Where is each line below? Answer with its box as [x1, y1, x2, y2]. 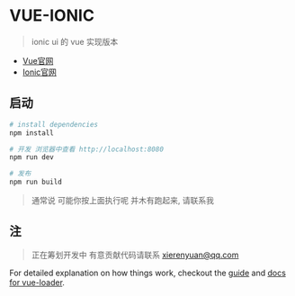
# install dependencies [9, 120, 99, 129]
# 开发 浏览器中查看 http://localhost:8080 [9, 145, 165, 154]
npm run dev [9, 153, 54, 162]
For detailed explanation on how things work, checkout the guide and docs [9, 267, 286, 278]
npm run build [9, 177, 63, 187]
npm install [9, 128, 54, 138]
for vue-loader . [9, 276, 66, 288]
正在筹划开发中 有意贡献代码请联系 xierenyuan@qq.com [31, 249, 239, 260]
